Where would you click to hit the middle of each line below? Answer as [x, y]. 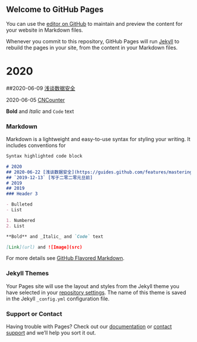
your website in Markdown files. [45, 30]
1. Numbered [21, 220]
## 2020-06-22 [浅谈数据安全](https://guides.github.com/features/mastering [99, 172]
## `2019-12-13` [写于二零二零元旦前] [49, 177]
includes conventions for [36, 145]
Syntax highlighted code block [44, 156]
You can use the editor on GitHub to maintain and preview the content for [94, 23]
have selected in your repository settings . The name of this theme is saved [96, 292]
